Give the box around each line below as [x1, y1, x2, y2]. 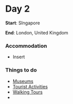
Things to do [5, 66, 37, 74]
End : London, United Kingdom [5, 29, 68, 36]
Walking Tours [12, 89, 43, 95]
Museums [12, 78, 34, 84]
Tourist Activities [12, 83, 48, 89]
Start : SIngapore [5, 20, 41, 26]
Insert [12, 54, 25, 60]
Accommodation [5, 42, 47, 49]
